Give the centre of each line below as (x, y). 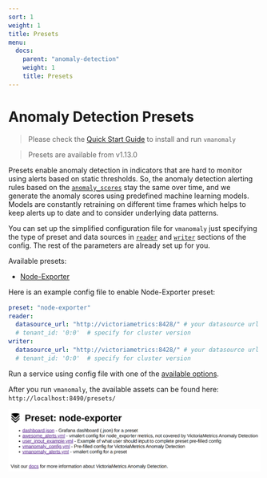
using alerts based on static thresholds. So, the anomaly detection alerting (131, 178)
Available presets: (38, 261)
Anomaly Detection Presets (101, 117)
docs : (25, 51)
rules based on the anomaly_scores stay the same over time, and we (120, 187)
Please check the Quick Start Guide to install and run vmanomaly (132, 139)
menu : (17, 43)
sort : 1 (21, 17)
